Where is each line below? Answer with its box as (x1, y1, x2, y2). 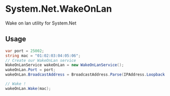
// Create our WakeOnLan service (5, 58, 76, 63)
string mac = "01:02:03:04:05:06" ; (5, 53, 81, 58)
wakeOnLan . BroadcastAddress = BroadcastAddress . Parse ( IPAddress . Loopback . (5, 72, 167, 77)
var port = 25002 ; (5, 48, 44, 54)
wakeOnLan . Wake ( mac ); (5, 86, 51, 91)
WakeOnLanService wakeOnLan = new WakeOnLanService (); (5, 62, 124, 68)
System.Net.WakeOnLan (5, 3, 112, 15)
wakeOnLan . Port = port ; (5, 67, 56, 73)
